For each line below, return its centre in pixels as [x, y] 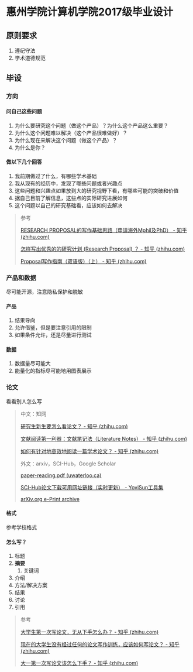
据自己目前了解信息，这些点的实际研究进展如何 [71, 198]
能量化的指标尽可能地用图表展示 [53, 371]
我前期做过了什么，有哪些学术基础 [56, 176]
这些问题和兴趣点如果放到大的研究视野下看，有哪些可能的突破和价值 [96, 190]
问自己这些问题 [24, 111]
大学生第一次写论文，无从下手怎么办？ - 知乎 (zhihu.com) [89, 632]
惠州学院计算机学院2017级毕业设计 [90, 12]
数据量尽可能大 [32, 364]
